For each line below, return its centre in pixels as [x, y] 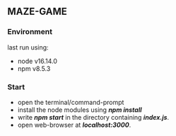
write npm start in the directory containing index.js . [93, 117]
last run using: [28, 47]
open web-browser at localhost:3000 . [74, 125]
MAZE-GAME [37, 12]
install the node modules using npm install [80, 110]
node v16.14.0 [37, 61]
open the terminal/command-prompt [71, 102]
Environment [30, 32]
